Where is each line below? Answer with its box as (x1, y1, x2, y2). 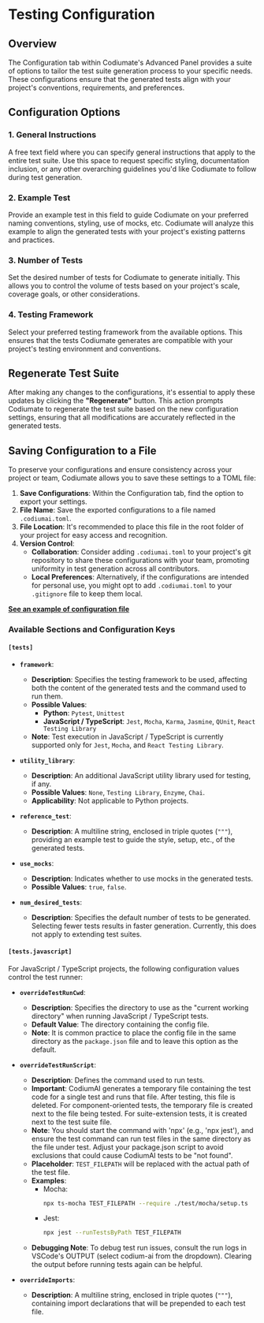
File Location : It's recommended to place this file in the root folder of (19, 522, 244, 531)
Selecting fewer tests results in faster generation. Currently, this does (31, 921, 257, 931)
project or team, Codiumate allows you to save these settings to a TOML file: (8, 473, 256, 483)
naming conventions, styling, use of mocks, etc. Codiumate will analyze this (8, 218, 255, 228)
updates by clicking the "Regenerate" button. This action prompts (8, 396, 224, 405)
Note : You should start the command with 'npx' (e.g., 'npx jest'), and (31, 1125, 254, 1135)
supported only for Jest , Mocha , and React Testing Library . (31, 740, 225, 750)
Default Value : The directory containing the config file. (31, 1019, 210, 1029)
